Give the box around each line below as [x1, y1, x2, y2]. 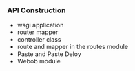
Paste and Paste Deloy [17, 50, 81, 58]
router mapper [17, 28, 59, 36]
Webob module [17, 57, 61, 66]
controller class [17, 35, 61, 44]
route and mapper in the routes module [17, 43, 129, 51]
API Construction [7, 5, 66, 15]
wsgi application [17, 21, 64, 29]
